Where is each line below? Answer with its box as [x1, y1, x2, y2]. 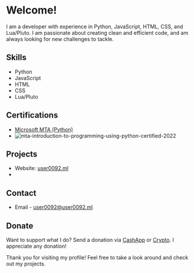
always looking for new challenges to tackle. [6, 35, 114, 42]
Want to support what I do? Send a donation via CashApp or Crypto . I [6, 237, 174, 243]
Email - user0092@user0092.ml [14, 204, 93, 211]
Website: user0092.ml [14, 165, 69, 172]
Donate [6, 221, 34, 231]
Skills [6, 52, 27, 62]
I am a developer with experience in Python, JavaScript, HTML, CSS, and [6, 23, 183, 30]
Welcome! [6, 4, 57, 17]
